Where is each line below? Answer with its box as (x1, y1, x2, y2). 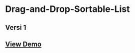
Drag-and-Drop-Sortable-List (5, 3, 131, 15)
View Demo (5, 40, 42, 48)
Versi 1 (5, 23, 26, 32)
